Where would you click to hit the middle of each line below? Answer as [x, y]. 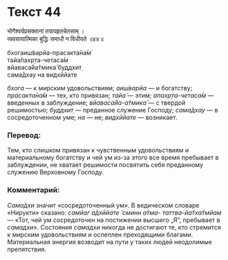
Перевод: [24, 135]
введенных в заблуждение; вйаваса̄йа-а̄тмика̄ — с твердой [96, 102]
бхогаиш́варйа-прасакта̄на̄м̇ [49, 52]
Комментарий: [34, 190]
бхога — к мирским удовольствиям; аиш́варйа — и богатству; [100, 88]
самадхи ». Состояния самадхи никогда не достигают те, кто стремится [114, 227]
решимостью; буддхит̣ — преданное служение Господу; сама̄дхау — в [113, 110]
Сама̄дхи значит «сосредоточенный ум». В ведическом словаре [103, 205]
